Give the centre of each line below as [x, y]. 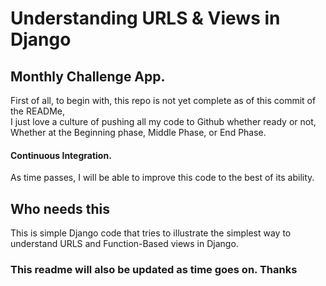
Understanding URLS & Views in [145, 18]
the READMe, [37, 111]
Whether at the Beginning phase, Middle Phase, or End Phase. [138, 132]
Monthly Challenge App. [88, 76]
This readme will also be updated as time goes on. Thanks [154, 269]
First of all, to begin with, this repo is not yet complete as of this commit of [163, 100]
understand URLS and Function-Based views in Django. [124, 244]
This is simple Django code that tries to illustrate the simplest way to [151, 233]
